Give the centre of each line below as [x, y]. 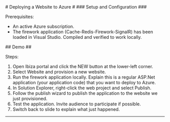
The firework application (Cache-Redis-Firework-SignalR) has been [83, 32]
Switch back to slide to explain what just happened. [66, 109]
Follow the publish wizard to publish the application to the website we [85, 93]
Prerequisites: [20, 17]
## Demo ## [18, 47]
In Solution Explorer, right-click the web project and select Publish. [82, 88]
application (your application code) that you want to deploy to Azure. [84, 82]
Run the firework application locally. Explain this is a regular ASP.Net [84, 77]
